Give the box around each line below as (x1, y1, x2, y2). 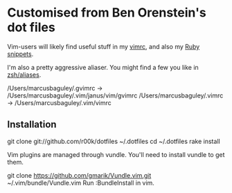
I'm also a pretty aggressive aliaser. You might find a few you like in (7, 63, 199, 71)
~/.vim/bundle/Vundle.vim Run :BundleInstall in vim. (7, 178, 154, 187)
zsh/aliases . (7, 71, 42, 79)
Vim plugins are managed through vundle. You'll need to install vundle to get (7, 150, 225, 158)
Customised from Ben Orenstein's (7, 5, 206, 21)
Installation (7, 119, 57, 131)
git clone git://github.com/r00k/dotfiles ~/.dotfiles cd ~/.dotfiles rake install (7, 137, 220, 145)
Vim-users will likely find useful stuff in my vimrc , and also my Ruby (7, 42, 200, 50)
